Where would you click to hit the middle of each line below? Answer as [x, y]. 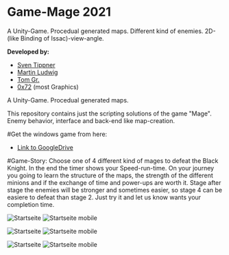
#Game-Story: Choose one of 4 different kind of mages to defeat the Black [113, 160]
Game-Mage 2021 [59, 12]
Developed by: [28, 52]
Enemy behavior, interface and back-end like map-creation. [91, 120]
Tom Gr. [28, 79]
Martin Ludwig [37, 72]
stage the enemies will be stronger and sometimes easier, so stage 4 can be [115, 190]
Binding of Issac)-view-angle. [62, 38]
